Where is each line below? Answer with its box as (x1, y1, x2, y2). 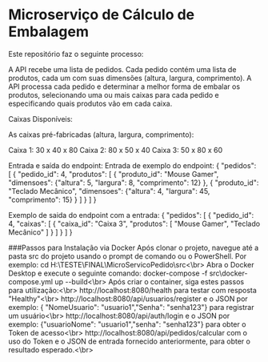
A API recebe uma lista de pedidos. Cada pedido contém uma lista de (8, 64, 237, 74)
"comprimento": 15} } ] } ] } (8, 195, 97, 204)
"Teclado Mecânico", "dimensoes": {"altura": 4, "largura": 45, (8, 186, 210, 195)
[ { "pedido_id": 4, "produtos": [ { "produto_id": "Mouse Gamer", (8, 169, 219, 179)
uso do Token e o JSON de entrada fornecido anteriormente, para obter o (8, 336, 250, 346)
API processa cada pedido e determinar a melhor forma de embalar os (8, 82, 241, 91)
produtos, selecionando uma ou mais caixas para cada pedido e (8, 90, 220, 99)
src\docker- (209, 268, 248, 278)
